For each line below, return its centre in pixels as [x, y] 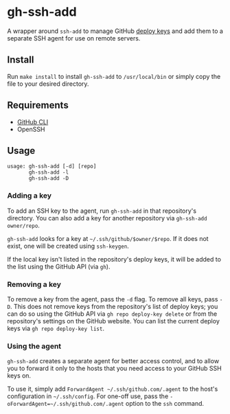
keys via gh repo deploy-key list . [56, 328]
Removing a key [34, 284]
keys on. [19, 376]
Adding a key [30, 196]
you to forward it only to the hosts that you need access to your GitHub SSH [114, 369]
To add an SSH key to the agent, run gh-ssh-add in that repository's [102, 211]
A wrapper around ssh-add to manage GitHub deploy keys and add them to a [115, 31]
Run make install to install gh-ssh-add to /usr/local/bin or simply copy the [114, 76]
